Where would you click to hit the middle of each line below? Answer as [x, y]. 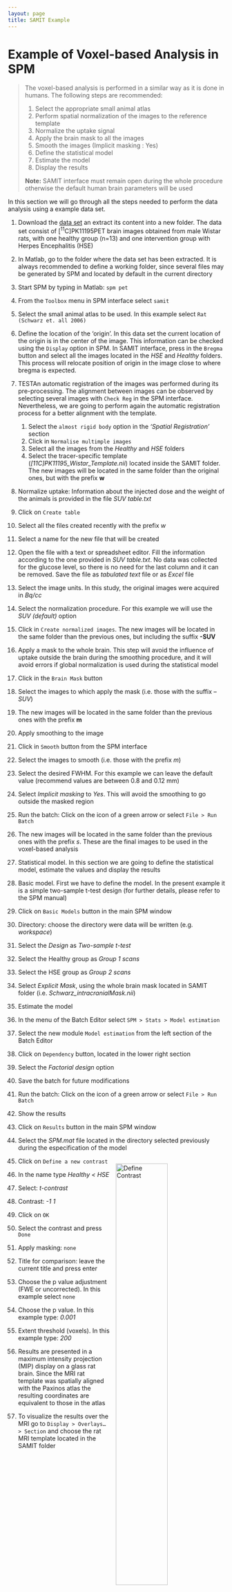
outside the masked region [56, 802]
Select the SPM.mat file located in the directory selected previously [114, 1141]
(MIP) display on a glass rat [57, 1366]
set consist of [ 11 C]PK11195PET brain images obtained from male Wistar [119, 230]
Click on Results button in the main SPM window [87, 1127]
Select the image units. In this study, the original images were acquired [118, 588]
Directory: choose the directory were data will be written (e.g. [105, 925]
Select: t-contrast [43, 1188]
